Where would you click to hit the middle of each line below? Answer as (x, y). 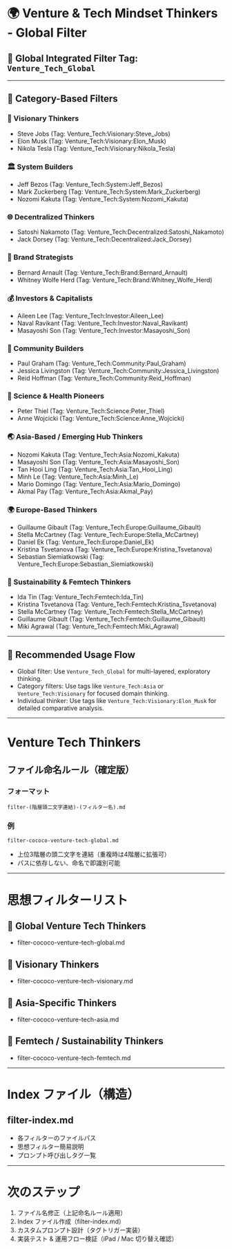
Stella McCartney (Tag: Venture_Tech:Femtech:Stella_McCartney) (110, 612)
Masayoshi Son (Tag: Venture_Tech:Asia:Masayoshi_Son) (98, 462)
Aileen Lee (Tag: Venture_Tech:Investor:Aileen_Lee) (90, 316)
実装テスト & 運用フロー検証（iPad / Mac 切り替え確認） (97, 1239)
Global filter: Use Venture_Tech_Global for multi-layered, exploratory (114, 671)
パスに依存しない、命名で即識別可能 (69, 863)
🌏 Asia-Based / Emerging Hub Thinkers (75, 437)
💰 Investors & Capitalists (50, 298)
